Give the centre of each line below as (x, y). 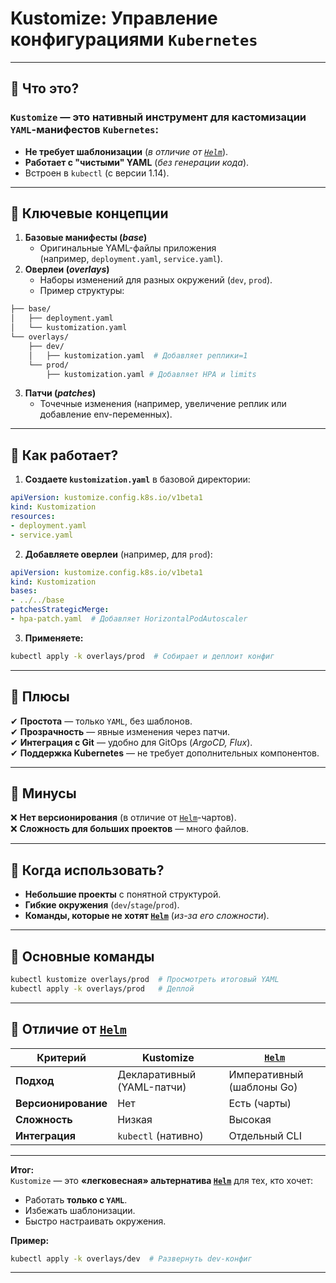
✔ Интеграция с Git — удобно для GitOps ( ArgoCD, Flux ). (131, 742)
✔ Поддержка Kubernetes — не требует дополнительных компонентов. (165, 753)
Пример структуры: (82, 291)
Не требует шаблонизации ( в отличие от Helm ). (126, 151)
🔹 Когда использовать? (87, 870)
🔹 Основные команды (82, 956)
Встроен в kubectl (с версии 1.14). (97, 173)
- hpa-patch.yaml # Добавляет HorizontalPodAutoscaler (129, 619)
